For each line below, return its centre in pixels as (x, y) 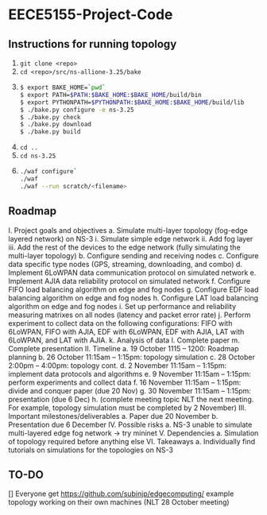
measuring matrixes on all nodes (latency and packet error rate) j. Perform (130, 315)
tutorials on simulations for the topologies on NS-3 (91, 450)
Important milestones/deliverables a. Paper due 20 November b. (113, 416)
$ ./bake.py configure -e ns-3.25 (77, 110)
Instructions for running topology (93, 44)
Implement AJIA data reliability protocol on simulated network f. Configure (130, 281)
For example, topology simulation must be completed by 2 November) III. (127, 408)
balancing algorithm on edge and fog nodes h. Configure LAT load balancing (133, 298)
